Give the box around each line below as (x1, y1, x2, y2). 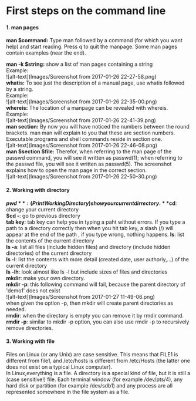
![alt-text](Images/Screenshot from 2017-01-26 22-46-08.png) (6, 142, 157, 149)
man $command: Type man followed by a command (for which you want (6, 37, 183, 44)
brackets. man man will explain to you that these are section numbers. (6, 129, 175, 136)
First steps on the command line (6, 4, 166, 18)
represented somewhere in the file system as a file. (6, 388, 130, 395)
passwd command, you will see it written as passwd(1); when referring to (6, 154, 183, 161)
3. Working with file (6, 338, 55, 345)
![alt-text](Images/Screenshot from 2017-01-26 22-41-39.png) (6, 117, 157, 124)
